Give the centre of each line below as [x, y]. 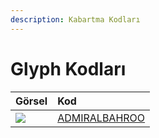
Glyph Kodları [68, 68]
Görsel [31, 101]
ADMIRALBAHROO [101, 118]
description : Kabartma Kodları [75, 19]
